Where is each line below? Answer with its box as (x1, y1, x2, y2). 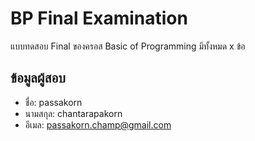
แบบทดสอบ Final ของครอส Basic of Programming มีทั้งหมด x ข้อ (10, 40, 246, 52)
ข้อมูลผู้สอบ (10, 70, 66, 87)
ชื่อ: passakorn (24, 96, 83, 108)
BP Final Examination (10, 7, 188, 30)
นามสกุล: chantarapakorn (24, 107, 123, 119)
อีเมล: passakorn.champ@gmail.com (24, 118, 172, 131)
